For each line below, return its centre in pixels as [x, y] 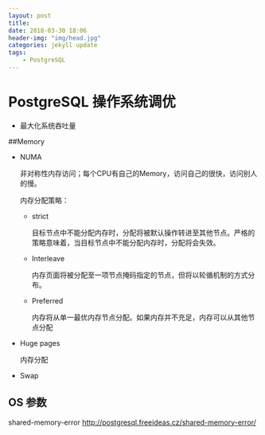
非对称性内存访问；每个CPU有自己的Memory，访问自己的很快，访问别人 [138, 173]
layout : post [30, 16]
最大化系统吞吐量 [48, 125]
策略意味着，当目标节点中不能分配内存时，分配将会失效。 [126, 242]
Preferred [47, 300]
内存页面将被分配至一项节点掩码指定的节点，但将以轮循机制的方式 [140, 275]
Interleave [48, 258]
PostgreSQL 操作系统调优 [92, 102]
